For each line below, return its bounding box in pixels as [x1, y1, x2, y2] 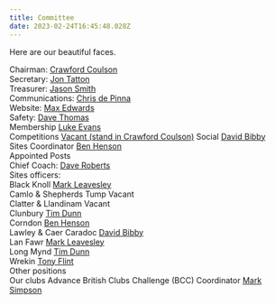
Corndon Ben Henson [9, 217, 90, 228]
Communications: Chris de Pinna [9, 92, 132, 104]
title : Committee [9, 13, 75, 23]
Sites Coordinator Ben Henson [9, 141, 122, 152]
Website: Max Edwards [9, 102, 95, 113]
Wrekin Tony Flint [9, 255, 74, 266]
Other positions [9, 265, 67, 276]
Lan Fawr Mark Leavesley [9, 236, 105, 247]
